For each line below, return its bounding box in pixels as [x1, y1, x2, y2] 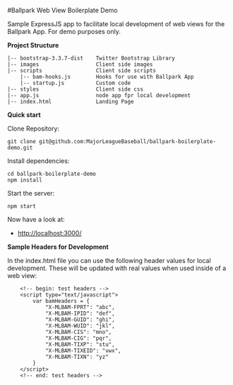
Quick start [7, 111, 41, 119]
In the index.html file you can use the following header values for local [7, 257, 211, 264]
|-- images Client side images [7, 61, 153, 68]
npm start [7, 203, 37, 210]
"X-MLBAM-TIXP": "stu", [44, 341, 115, 348]
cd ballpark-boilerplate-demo [7, 170, 97, 177]
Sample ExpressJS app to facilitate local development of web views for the [7, 20, 225, 28]
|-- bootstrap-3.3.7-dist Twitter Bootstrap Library [7, 55, 175, 62]
